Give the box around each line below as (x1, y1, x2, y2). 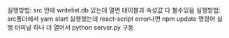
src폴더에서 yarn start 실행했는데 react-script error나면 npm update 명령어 (7, 15, 216, 23)
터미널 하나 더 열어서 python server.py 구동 (14, 23, 134, 31)
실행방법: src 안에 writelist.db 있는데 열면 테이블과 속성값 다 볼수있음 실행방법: (7, 6, 221, 14)
